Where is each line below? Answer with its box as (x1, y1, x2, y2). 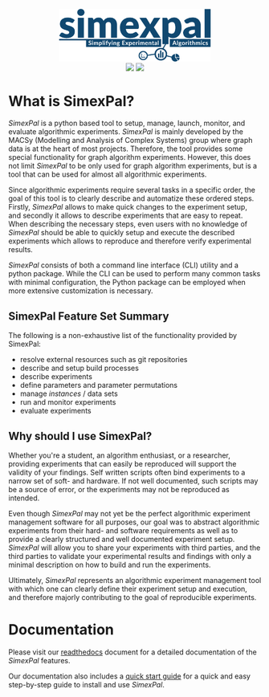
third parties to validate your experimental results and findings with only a (8, 551, 251, 560)
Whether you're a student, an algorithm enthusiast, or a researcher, (8, 450, 231, 460)
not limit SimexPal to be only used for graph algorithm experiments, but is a (8, 161, 258, 171)
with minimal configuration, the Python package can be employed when (8, 278, 247, 287)
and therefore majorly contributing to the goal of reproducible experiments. (8, 592, 257, 602)
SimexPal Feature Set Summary (8, 309, 169, 323)
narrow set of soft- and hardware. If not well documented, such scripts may (8, 475, 259, 486)
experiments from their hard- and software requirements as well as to (8, 525, 238, 535)
